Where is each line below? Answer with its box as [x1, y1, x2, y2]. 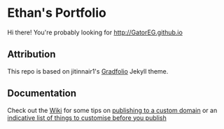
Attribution [7, 48, 56, 60]
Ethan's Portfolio [7, 5, 106, 21]
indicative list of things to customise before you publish [7, 114, 167, 122]
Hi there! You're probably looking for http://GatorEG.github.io [7, 28, 183, 36]
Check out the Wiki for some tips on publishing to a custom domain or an [7, 106, 218, 114]
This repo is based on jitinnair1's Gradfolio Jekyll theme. [7, 67, 169, 75]
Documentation [7, 88, 77, 100]
